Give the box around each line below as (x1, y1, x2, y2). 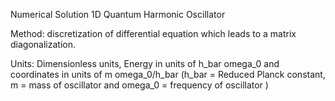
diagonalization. (10, 39, 76, 50)
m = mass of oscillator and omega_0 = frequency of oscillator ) (10, 79, 269, 91)
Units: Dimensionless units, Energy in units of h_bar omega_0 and (10, 58, 280, 69)
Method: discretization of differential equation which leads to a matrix (10, 28, 297, 39)
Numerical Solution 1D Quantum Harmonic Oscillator (10, 9, 226, 20)
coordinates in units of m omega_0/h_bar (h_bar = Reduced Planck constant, (10, 69, 326, 80)
